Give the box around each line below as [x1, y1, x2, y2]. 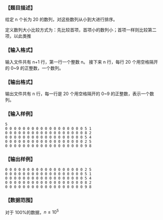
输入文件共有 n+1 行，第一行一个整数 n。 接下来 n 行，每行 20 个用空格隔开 [5, 59, 158, 65]
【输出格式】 [5, 78, 36, 85]
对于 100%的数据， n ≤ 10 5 [5, 208, 59, 215]
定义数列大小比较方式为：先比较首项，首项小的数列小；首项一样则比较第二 [5, 27, 157, 33]
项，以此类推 [5, 33, 31, 39]
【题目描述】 [5, 4, 36, 11]
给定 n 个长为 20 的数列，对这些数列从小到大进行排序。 [5, 16, 118, 23]
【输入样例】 [5, 110, 36, 117]
